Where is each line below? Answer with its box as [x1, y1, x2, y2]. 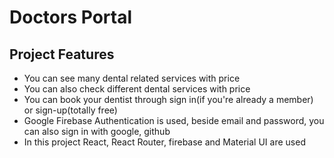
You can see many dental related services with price [23, 72, 241, 84]
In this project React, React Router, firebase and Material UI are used [23, 136, 306, 148]
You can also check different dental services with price [23, 83, 251, 95]
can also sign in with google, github [23, 126, 171, 137]
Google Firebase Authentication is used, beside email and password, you [23, 115, 325, 126]
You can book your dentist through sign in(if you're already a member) [23, 94, 314, 105]
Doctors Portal [9, 6, 132, 29]
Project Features [9, 46, 115, 63]
